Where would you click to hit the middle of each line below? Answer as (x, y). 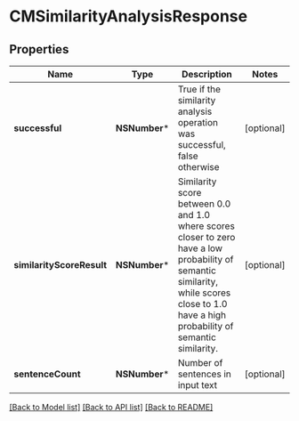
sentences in (204, 374)
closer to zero (206, 237)
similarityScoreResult (61, 265)
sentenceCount (48, 374)
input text (198, 385)
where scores (206, 226)
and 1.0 (194, 215)
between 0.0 (204, 204)
